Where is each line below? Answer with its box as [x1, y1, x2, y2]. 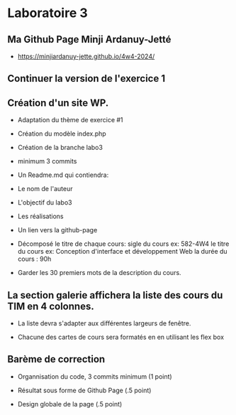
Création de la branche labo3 [17, 144, 103, 152]
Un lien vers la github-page [17, 226, 98, 235]
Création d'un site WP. [7, 97, 109, 109]
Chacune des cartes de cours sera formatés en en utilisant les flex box [17, 333, 225, 342]
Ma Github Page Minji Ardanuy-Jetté [7, 33, 172, 45]
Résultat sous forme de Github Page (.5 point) [17, 386, 152, 394]
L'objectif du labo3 [17, 198, 72, 207]
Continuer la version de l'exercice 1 [7, 72, 166, 85]
